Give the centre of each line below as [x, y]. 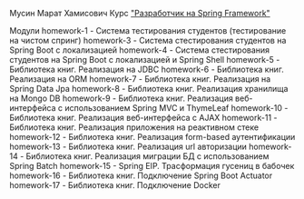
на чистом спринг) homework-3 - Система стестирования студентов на [148, 40]
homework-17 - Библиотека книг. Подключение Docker [115, 185]
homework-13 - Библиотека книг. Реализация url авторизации [128, 146]
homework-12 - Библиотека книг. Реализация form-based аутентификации [152, 137]
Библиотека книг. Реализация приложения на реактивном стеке [134, 127]
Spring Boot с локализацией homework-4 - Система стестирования [140, 50]
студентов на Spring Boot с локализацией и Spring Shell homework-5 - [145, 60]
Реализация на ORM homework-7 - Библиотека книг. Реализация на [140, 79]
